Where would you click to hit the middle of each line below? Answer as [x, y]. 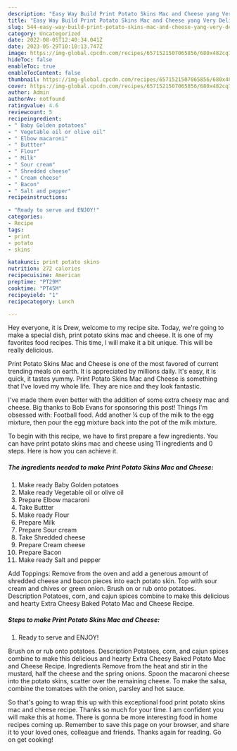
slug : [16, 27]
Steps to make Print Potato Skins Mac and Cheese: [84, 619]
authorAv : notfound [37, 99]
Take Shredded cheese [52, 537]
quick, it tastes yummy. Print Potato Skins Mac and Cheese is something [113, 379]
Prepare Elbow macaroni [54, 500]
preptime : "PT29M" [35, 282]
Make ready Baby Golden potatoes [68, 485]
